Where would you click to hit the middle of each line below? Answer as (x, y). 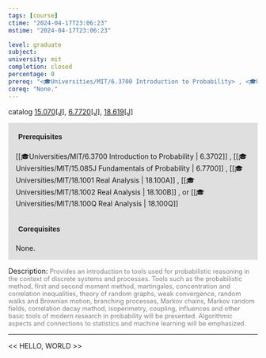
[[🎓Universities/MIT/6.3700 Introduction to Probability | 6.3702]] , (123, 156)
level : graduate (35, 44)
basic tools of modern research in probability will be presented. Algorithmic (121, 316)
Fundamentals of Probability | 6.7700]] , (163, 168)
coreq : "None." (33, 89)
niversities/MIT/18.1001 (55, 180)
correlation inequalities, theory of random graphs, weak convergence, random (125, 293)
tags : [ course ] (33, 15)
